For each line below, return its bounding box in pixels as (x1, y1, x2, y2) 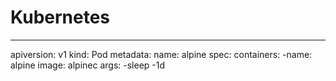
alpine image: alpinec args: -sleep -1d (10, 59, 166, 71)
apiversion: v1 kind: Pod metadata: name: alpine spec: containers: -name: (10, 48, 313, 60)
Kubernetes (10, 6, 111, 29)
